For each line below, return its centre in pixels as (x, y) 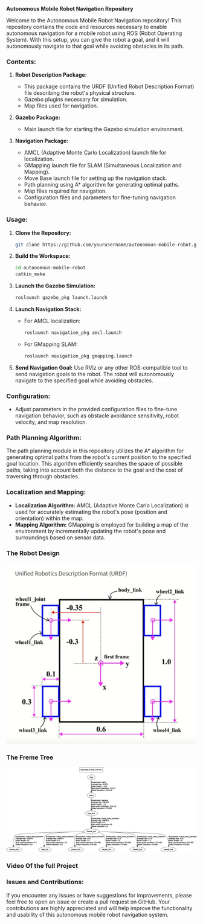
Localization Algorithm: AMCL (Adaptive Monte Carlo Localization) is (102, 505)
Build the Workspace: (43, 256)
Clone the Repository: (43, 233)
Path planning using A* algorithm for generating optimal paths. (101, 185)
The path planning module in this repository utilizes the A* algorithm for (95, 451)
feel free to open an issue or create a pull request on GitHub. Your (88, 902)
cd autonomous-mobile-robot (50, 268)
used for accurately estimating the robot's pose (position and (91, 512)
